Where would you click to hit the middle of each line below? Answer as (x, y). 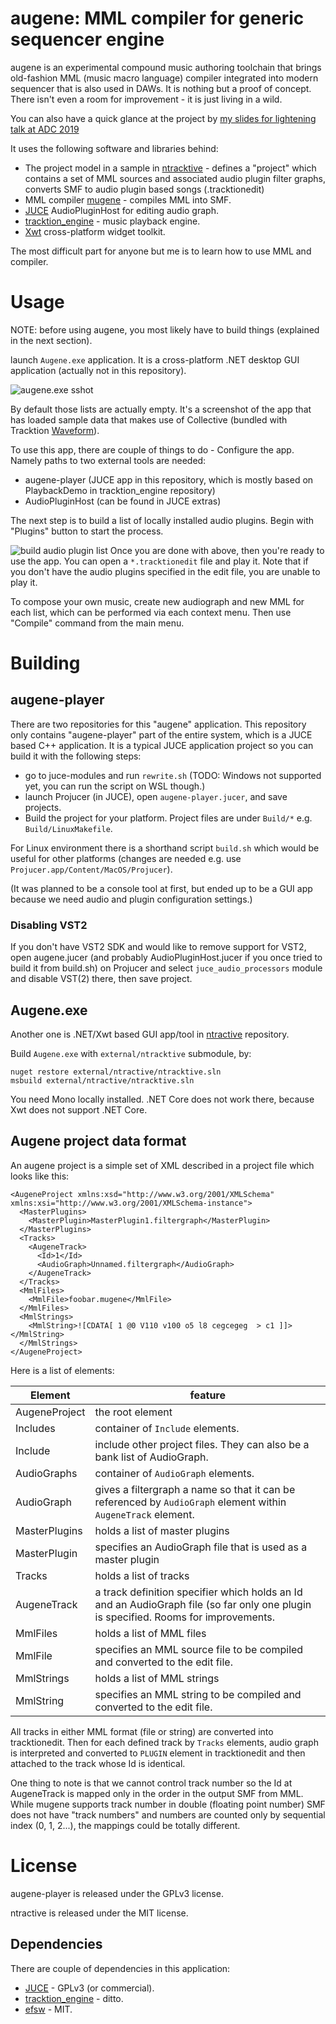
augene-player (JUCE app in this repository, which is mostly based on (169, 479)
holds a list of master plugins (162, 1530)
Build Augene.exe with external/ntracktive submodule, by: (131, 1053)
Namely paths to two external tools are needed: (108, 460)
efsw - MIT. (48, 2009)
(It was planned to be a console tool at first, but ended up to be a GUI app (161, 888)
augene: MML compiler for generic (157, 18)
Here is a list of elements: (62, 1370)
